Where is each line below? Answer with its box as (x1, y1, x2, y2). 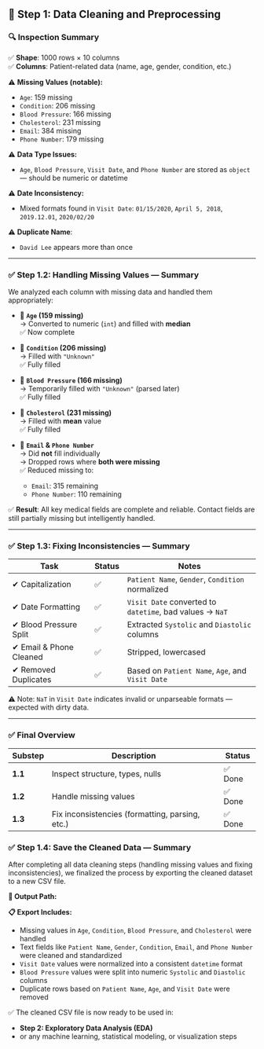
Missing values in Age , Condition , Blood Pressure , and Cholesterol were (19, 925, 252, 935)
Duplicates (12, 674, 52, 685)
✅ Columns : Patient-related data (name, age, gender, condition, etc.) (8, 61, 232, 71)
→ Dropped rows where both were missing (19, 457, 160, 466)
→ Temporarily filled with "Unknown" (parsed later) (19, 383, 180, 393)
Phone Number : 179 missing (19, 134, 104, 144)
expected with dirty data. (8, 702, 90, 712)
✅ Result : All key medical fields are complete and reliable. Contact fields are (8, 504, 255, 514)
